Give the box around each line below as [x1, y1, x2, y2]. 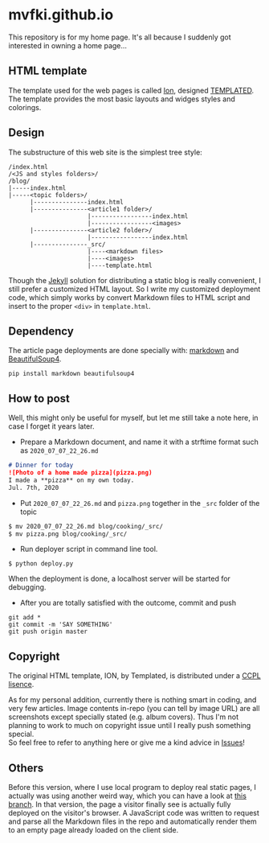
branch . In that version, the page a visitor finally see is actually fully [8, 800, 231, 809]
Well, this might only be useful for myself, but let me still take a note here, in [8, 413, 259, 423]
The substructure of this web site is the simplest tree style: [8, 147, 202, 157]
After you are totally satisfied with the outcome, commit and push [19, 598, 237, 608]
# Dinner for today [8, 461, 74, 470]
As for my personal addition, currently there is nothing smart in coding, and [8, 695, 257, 705]
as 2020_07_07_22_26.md [19, 446, 99, 455]
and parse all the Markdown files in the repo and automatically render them [8, 816, 257, 826]
